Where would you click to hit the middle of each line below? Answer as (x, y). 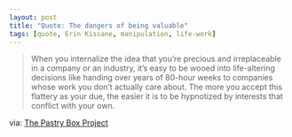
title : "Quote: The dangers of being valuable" (99, 26)
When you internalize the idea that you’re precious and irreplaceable (156, 59)
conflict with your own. (73, 106)
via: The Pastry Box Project (59, 123)
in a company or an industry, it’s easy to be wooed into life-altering (153, 68)
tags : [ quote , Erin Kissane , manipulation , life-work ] (113, 34)
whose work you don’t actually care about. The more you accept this (156, 87)
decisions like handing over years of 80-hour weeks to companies (152, 78)
